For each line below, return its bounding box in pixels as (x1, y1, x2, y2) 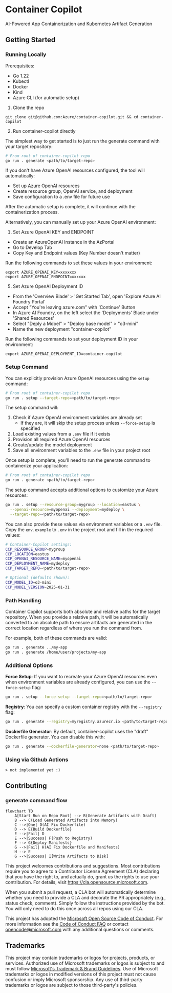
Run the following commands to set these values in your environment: (5, 260, 153, 266)
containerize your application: (5, 463, 68, 469)
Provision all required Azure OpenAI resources (12, 436, 111, 443)
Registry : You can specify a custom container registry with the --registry (5, 703, 162, 710)
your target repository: (5, 143, 53, 150)
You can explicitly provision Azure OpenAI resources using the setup (5, 375, 149, 381)
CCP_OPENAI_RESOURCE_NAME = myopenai (5, 556, 81, 562)
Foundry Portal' (12, 299, 46, 305)
